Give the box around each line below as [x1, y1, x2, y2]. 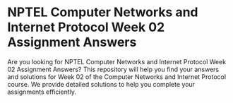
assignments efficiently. [7, 87, 76, 96]
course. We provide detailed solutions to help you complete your [7, 80, 196, 88]
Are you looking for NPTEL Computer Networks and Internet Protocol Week [7, 57, 227, 66]
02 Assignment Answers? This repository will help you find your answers [7, 65, 220, 73]
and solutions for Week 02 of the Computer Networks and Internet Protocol [7, 72, 227, 81]
